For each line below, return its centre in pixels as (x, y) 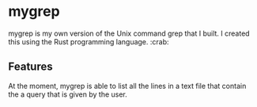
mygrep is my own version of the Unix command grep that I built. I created (129, 33)
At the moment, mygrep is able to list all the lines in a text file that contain (127, 86)
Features (30, 67)
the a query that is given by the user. (68, 94)
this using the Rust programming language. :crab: (89, 41)
